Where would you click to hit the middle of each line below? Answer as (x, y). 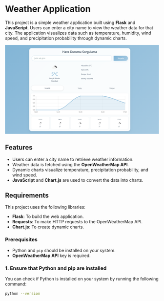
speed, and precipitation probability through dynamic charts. (66, 38)
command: (16, 284)
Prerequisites (21, 239)
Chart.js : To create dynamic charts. (48, 227)
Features (19, 148)
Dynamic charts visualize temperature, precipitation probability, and (80, 170)
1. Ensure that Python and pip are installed (56, 268)
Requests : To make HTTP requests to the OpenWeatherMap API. (77, 222)
